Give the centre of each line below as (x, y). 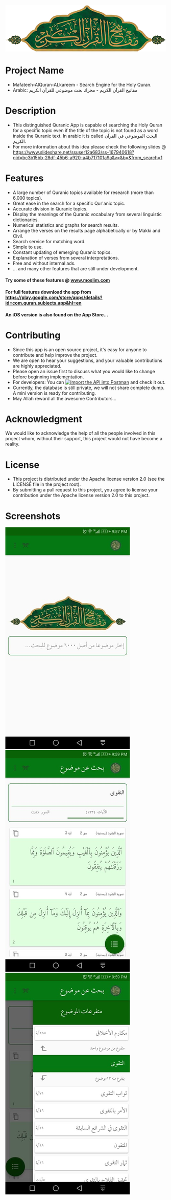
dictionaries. (26, 220)
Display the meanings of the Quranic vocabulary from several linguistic (87, 214)
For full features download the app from (48, 292)
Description (31, 111)
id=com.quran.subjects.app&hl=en (43, 303)
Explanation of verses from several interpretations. (66, 258)
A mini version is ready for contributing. (54, 393)
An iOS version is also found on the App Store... (57, 314)
